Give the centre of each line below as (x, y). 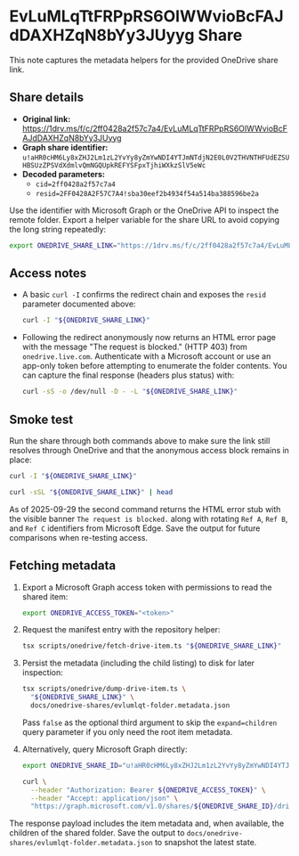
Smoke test (41, 419)
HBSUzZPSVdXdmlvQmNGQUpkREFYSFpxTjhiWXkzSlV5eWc (114, 165)
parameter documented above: (79, 304)
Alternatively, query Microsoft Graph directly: (105, 749)
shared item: (45, 596)
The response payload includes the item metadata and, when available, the (147, 823)
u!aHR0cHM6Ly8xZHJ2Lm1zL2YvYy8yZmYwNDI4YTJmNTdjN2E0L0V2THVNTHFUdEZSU (156, 158)
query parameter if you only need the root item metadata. (127, 731)
